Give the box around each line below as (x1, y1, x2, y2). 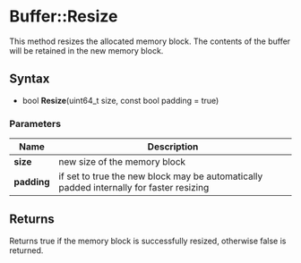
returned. (9, 244, 44, 256)
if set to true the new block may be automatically (58, 170, 263, 182)
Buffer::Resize (9, 6, 118, 27)
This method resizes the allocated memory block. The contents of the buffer (9, 36, 291, 47)
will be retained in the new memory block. (9, 45, 164, 55)
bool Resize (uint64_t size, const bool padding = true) (21, 95, 219, 106)
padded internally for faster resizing (58, 182, 210, 194)
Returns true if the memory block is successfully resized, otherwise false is (9, 235, 287, 246)
